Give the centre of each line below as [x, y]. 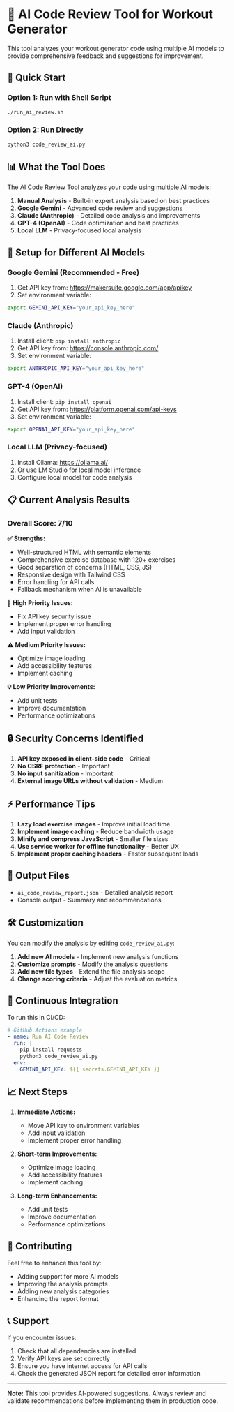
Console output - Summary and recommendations [89, 900]
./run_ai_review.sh [36, 112]
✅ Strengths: [26, 538]
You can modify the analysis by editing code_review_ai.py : [91, 943]
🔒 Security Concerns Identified [76, 738]
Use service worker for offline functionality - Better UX [98, 846]
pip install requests [51, 1050]
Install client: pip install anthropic [69, 341]
